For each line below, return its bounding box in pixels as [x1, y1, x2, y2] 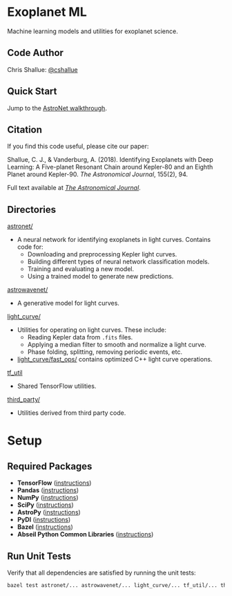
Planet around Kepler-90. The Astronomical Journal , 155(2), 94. [7, 170, 188, 178]
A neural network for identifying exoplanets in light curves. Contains [17, 236, 211, 244]
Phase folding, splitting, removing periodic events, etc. [27, 348, 183, 356]
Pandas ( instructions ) [17, 486, 79, 494]
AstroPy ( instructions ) [17, 508, 81, 516]
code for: [17, 243, 43, 251]
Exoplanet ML [7, 4, 88, 20]
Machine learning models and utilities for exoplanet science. [7, 27, 178, 35]
